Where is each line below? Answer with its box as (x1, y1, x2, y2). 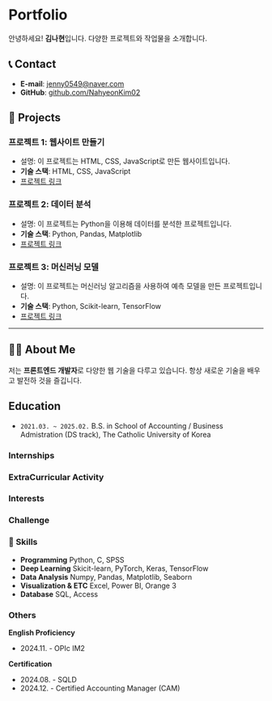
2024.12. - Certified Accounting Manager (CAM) (19, 683, 181, 693)
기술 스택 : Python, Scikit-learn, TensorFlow (19, 302, 162, 311)
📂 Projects (8, 111, 62, 125)
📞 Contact (8, 57, 57, 71)
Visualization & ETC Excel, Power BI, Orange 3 (19, 581, 176, 590)
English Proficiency (8, 627, 75, 637)
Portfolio (8, 6, 68, 24)
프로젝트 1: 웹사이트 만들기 (8, 137, 105, 148)
